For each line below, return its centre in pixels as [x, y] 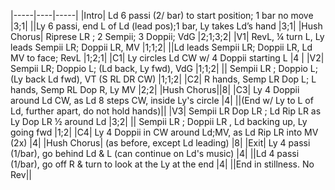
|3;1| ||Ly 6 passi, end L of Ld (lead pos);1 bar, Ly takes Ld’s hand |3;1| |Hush [166, 26]
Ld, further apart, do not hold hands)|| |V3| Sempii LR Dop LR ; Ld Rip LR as [166, 111]
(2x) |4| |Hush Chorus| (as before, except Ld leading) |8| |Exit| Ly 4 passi [160, 143]
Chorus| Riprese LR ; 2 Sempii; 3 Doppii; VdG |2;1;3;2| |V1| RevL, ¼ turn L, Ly [167, 36]
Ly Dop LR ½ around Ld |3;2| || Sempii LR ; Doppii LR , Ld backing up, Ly [159, 121]
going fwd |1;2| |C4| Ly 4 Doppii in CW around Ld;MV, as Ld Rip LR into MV [164, 132]
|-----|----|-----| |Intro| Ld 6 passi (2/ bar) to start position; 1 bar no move [162, 15]
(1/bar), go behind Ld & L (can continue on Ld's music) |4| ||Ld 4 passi [155, 153]
